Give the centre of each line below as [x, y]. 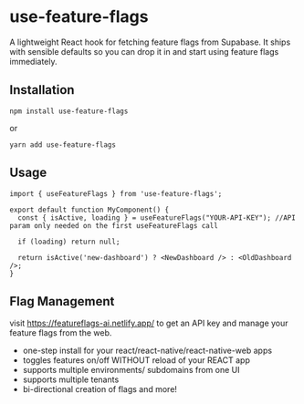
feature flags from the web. [61, 333]
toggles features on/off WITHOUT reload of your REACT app [136, 360]
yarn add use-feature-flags [63, 145]
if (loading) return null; [69, 242]
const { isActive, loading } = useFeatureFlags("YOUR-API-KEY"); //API [157, 218]
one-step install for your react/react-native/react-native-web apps [147, 351]
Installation [42, 90]
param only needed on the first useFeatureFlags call [114, 225]
